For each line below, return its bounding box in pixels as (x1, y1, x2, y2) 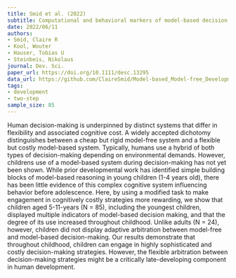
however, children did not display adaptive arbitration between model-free (7, 225, 223, 234)
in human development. (7, 263, 76, 271)
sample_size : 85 (7, 102, 55, 109)
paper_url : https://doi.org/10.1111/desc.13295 (7, 69, 150, 76)
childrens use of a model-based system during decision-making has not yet (7, 158, 227, 166)
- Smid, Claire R (7, 37, 58, 44)
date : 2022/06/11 (7, 23, 58, 30)
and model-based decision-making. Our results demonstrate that (7, 232, 195, 241)
